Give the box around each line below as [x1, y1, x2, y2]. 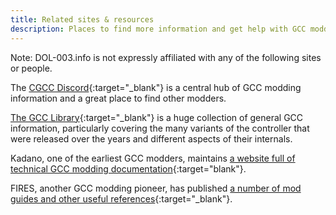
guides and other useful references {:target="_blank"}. [10, 192, 233, 205]
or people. [10, 62, 53, 74]
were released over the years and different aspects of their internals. [10, 132, 293, 145]
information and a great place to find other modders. [10, 92, 227, 104]
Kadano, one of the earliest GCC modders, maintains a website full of [10, 152, 296, 164]
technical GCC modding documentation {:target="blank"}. [10, 162, 247, 175]
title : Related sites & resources [10, 14, 155, 25]
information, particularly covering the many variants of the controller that [10, 122, 310, 134]
